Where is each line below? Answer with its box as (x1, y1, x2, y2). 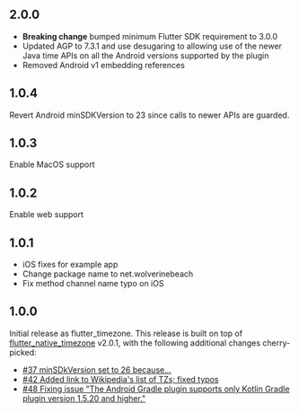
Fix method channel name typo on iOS (22, 278, 164, 289)
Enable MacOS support (9, 159, 96, 170)
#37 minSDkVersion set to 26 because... (22, 364, 172, 375)
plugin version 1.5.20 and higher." (22, 392, 146, 403)
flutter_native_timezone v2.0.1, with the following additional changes (9, 337, 261, 348)
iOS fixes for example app (22, 259, 119, 270)
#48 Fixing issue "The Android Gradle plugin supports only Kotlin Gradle (22, 383, 290, 394)
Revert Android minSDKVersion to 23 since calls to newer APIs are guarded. (9, 110, 290, 120)
